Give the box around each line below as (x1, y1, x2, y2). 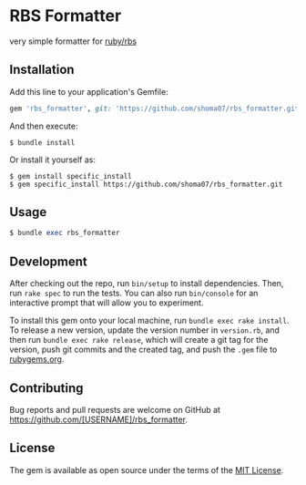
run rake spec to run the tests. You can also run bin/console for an (9, 288, 259, 299)
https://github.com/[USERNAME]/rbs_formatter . (9, 414, 189, 425)
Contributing (9, 380, 84, 396)
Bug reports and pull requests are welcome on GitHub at (9, 404, 221, 415)
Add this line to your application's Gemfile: (9, 86, 168, 97)
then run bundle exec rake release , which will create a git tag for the (9, 335, 269, 346)
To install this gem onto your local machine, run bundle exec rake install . (9, 315, 290, 326)
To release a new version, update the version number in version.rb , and (9, 325, 280, 335)
